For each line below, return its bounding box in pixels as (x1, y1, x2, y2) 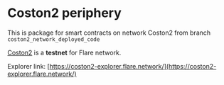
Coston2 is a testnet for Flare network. (7, 48, 122, 57)
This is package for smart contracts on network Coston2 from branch (7, 28, 211, 37)
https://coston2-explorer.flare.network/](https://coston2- (49, 62, 217, 70)
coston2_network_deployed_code (7, 35, 100, 43)
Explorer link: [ (7, 62, 50, 70)
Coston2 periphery (7, 5, 122, 21)
